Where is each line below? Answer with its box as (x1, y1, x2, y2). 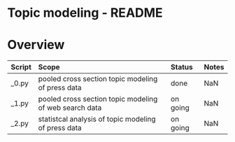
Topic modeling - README (7, 5, 163, 21)
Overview (7, 37, 65, 53)
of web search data (38, 103, 102, 113)
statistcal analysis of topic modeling (38, 114, 156, 124)
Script (10, 62, 31, 72)
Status (170, 62, 194, 72)
